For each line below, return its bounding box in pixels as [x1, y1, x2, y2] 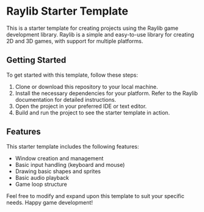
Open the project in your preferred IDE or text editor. [15, 102, 147, 110]
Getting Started [6, 55, 67, 65]
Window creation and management [15, 154, 104, 162]
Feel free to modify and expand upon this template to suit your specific [6, 192, 184, 199]
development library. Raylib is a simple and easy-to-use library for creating [6, 30, 194, 38]
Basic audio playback [15, 174, 69, 181]
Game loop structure [15, 180, 67, 188]
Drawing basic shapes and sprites [15, 168, 101, 175]
